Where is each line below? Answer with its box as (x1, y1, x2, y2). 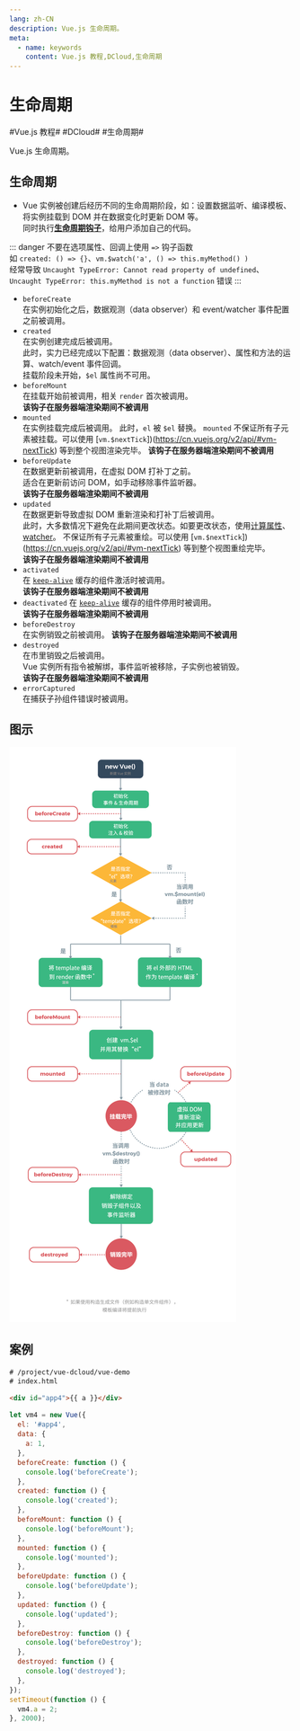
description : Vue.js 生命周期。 (9, 23, 124, 33)
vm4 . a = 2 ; (17, 1704, 58, 1714)
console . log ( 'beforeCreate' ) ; (25, 1468, 139, 1477)
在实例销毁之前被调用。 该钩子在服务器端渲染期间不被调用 (22, 629, 238, 640)
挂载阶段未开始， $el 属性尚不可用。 (22, 369, 155, 380)
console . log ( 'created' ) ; (25, 1496, 119, 1505)
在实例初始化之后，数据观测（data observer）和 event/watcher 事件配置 (22, 304, 290, 315)
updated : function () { (17, 1600, 106, 1609)
